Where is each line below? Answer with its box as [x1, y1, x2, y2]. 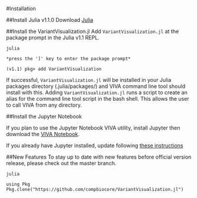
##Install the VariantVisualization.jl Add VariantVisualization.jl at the [6, 28, 179, 35]
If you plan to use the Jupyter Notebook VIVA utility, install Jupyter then [6, 124, 180, 131]
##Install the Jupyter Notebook [6, 113, 82, 120]
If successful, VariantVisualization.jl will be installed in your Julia [6, 77, 172, 83]
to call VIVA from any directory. [6, 101, 82, 108]
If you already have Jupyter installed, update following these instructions [6, 142, 183, 149]
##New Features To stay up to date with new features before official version [6, 153, 192, 160]
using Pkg [6, 181, 31, 187]
